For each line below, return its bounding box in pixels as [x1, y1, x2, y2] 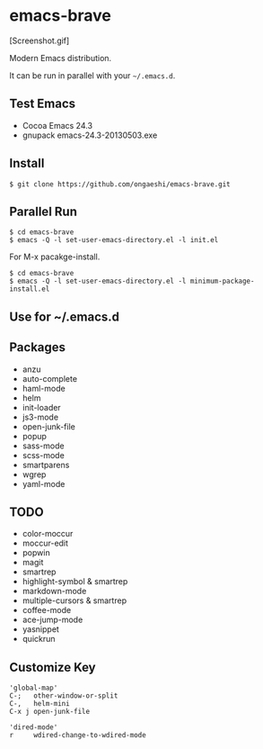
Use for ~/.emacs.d [9, 309, 119, 324]
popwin [22, 547, 51, 558]
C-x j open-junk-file [9, 708, 91, 717]
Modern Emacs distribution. [9, 52, 112, 63]
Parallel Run [9, 203, 78, 219]
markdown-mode [22, 586, 87, 597]
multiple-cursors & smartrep [22, 595, 127, 606]
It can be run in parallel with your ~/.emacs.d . [9, 69, 176, 81]
